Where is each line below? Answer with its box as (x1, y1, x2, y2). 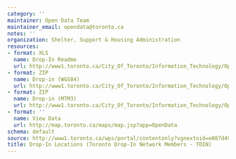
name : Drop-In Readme (13, 56, 77, 63)
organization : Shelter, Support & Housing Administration (7, 37, 181, 44)
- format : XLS (7, 50, 49, 57)
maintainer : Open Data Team (7, 17, 90, 24)
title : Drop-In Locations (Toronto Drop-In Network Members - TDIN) (7, 141, 212, 148)
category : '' (7, 10, 46, 18)
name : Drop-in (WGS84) (13, 75, 80, 83)
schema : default (7, 128, 55, 135)
